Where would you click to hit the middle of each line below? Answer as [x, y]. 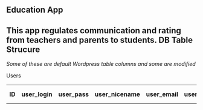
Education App [35, 10]
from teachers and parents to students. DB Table [100, 40]
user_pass [74, 94]
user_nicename [118, 94]
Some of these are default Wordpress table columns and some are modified [101, 64]
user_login [37, 94]
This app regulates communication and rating [94, 31]
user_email [162, 94]
